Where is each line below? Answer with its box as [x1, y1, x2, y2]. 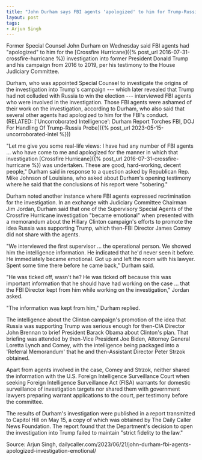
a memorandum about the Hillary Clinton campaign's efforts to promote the [6, 218, 192, 225]
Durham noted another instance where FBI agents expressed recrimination [6, 192, 191, 200]
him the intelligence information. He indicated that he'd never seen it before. [6, 249, 195, 256]
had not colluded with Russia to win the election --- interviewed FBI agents [6, 92, 192, 99]
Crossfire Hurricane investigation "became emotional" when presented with [6, 212, 194, 219]
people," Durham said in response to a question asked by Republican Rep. [6, 168, 189, 175]
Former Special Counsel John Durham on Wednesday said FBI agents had [6, 42, 189, 49]
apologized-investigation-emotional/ [6, 447, 97, 455]
